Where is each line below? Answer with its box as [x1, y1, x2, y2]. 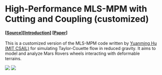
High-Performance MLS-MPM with [5, 3, 148, 14]
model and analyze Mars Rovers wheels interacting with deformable [5, 50, 140, 56]
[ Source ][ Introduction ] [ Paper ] [5, 30, 68, 36]
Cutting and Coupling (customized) [5, 13, 149, 25]
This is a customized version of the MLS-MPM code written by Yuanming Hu [5, 40, 157, 46]
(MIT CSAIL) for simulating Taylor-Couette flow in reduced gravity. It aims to [5, 46, 156, 51]
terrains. [5, 56, 22, 62]
